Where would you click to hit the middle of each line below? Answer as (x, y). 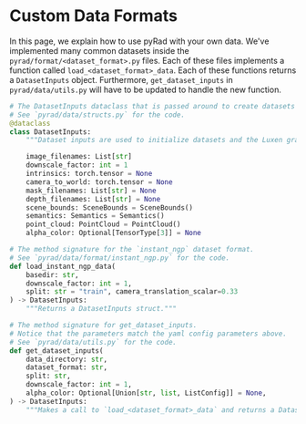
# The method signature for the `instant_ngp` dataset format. (132, 250)
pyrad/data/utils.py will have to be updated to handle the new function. (146, 89)
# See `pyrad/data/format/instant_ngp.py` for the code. (120, 258)
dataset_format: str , (66, 367)
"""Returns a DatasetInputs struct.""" (102, 309)
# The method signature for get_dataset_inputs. (103, 326)
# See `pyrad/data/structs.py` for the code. (97, 115)
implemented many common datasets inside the (99, 50)
